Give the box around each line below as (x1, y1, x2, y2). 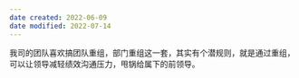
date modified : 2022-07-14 (9, 22, 111, 30)
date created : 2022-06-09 (9, 13, 107, 22)
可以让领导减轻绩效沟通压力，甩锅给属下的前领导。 (9, 58, 200, 69)
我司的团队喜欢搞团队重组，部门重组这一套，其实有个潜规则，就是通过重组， (9, 47, 295, 58)
